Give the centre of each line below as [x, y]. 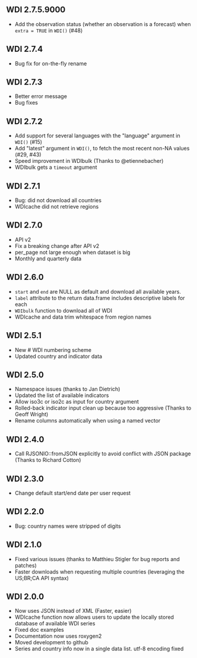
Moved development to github [52, 643]
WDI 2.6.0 [25, 277]
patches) [26, 565]
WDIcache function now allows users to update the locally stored [94, 617]
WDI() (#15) [28, 142]
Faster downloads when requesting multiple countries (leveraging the [100, 572]
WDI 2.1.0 [24, 545]
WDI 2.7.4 [25, 49]
